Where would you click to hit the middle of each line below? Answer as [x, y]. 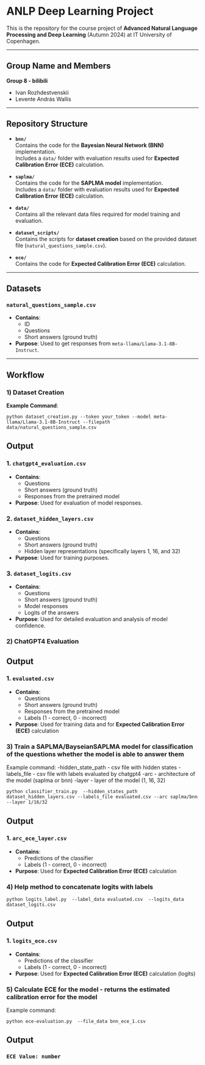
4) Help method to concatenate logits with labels [80, 887]
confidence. [30, 626]
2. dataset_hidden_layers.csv [50, 518]
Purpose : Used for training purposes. [62, 558]
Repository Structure [47, 124]
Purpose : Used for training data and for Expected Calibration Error [100, 724]
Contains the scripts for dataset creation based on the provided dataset [106, 238]
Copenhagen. [23, 41]
